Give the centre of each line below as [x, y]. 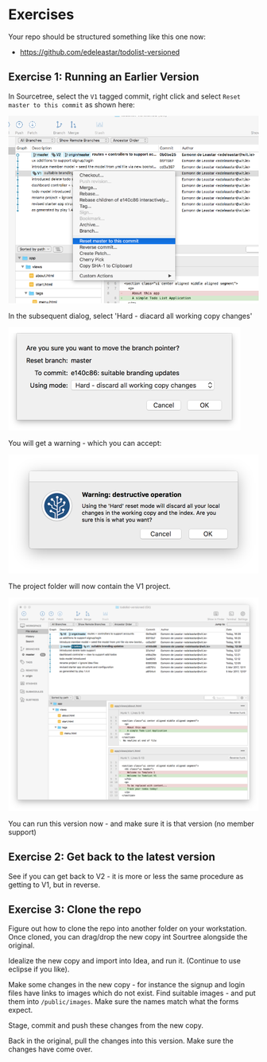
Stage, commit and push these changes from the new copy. [106, 1025]
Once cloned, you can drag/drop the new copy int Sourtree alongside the [128, 937]
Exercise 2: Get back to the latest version [112, 857]
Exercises [41, 15]
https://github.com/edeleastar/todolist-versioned [100, 52]
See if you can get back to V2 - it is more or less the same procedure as [126, 876]
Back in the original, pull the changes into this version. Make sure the [121, 1041]
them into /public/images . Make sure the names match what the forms [124, 1002]
